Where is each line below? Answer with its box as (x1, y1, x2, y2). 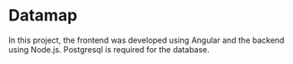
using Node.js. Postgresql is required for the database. (8, 44, 210, 54)
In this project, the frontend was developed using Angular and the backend (8, 35, 285, 45)
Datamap (8, 5, 78, 26)
